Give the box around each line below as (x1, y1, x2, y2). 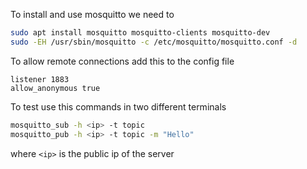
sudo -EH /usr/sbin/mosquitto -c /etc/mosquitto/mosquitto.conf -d (10, 37, 298, 47)
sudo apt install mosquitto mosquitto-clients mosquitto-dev (10, 28, 271, 38)
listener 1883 (10, 74, 70, 84)
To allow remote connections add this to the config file (10, 55, 235, 67)
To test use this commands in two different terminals (10, 100, 227, 113)
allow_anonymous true (10, 83, 101, 93)
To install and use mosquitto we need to (10, 9, 175, 20)
